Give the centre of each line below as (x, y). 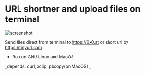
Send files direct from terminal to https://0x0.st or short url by (67, 42)
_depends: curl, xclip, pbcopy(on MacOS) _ (48, 66)
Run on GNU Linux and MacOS (43, 56)
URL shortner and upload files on (73, 9)
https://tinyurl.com (24, 47)
